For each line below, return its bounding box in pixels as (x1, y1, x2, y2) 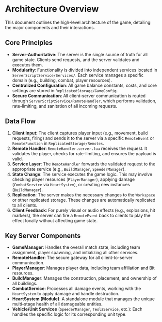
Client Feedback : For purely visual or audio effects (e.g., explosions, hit (12, 207, 155, 213)
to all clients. (12, 202, 38, 208)
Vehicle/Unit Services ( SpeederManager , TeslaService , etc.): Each (12, 306, 143, 312)
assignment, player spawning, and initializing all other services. (12, 250, 139, 256)
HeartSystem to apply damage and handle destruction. (12, 291, 120, 297)
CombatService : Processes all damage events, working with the (12, 286, 141, 291)
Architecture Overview (5, 3, 99, 15)
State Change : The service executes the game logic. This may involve (12, 171, 153, 177)
